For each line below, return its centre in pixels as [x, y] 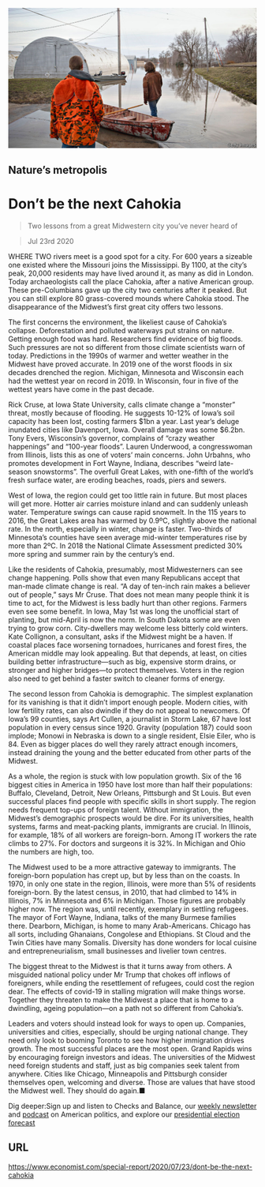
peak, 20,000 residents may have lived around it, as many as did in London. [131, 273]
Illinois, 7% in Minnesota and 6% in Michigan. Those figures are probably [127, 900]
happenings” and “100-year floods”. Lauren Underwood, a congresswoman [130, 446]
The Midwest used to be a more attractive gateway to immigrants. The [122, 867]
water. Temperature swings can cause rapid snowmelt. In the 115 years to [127, 512]
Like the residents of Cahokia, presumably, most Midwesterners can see [125, 569]
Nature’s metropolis [58, 170]
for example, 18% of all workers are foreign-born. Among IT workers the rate [132, 835]
